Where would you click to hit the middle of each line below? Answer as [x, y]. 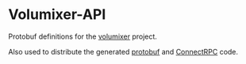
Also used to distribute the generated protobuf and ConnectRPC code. [123, 51]
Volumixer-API [57, 15]
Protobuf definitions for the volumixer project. [83, 36]
